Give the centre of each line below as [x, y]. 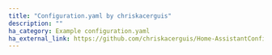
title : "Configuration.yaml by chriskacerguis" [90, 16]
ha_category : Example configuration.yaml [79, 31]
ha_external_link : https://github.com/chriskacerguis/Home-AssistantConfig [139, 38]
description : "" [36, 23]
